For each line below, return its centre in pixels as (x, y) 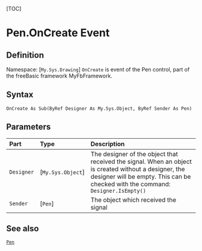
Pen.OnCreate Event (58, 33)
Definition (25, 55)
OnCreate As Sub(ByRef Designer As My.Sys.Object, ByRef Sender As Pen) (99, 108)
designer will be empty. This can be (141, 177)
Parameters (29, 127)
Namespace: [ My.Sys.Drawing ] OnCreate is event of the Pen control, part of (98, 69)
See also (23, 228)
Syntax (20, 95)
